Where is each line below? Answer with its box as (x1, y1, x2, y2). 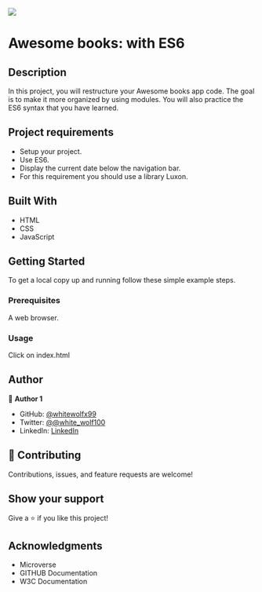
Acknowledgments (8, 539, 104, 553)
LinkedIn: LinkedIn (19, 426, 79, 435)
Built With (8, 195, 57, 208)
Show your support (8, 492, 104, 506)
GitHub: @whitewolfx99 (19, 409, 96, 418)
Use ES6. (19, 155, 49, 164)
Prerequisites (8, 295, 60, 306)
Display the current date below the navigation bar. (19, 163, 181, 173)
